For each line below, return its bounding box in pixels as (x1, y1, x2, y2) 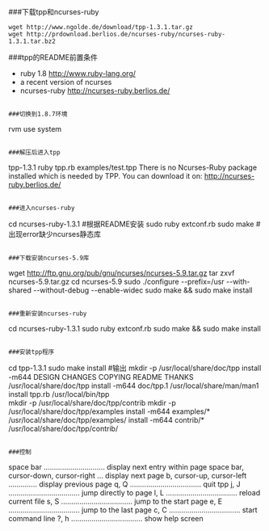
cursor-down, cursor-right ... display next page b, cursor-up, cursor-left (8, 471, 247, 480)
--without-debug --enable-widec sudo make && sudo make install (33, 285, 253, 295)
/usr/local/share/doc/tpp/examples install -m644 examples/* (8, 407, 211, 416)
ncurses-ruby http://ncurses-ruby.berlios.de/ (19, 86, 170, 95)
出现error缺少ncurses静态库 (8, 230, 102, 238)
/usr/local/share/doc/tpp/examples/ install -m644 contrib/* (8, 415, 204, 424)
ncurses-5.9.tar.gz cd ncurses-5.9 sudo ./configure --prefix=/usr (8, 277, 225, 286)
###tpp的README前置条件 (8, 53, 99, 62)
